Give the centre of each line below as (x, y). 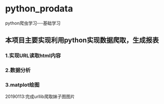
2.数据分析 (18, 70)
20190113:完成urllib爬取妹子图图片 (40, 97)
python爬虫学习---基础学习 (33, 23)
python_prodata (39, 9)
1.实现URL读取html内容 (33, 56)
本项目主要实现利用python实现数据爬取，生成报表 (82, 40)
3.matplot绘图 (22, 85)
